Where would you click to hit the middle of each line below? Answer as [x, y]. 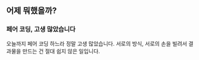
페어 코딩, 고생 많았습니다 [41, 29]
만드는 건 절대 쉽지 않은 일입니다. [61, 51]
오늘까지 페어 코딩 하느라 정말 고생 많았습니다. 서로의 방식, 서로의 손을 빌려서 [97, 43]
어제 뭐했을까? [32, 11]
